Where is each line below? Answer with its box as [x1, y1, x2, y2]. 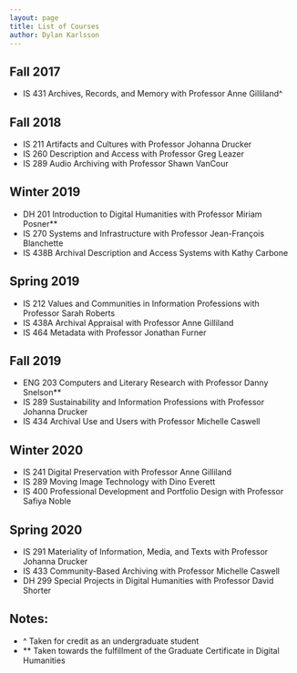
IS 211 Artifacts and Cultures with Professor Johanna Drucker [22, 138, 252, 149]
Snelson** [22, 387, 62, 398]
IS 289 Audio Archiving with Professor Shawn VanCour [22, 158, 230, 168]
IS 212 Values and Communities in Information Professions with [22, 298, 260, 309]
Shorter [22, 585, 52, 597]
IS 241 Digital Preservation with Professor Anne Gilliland [22, 466, 232, 478]
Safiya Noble [22, 495, 71, 506]
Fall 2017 [9, 64, 61, 79]
